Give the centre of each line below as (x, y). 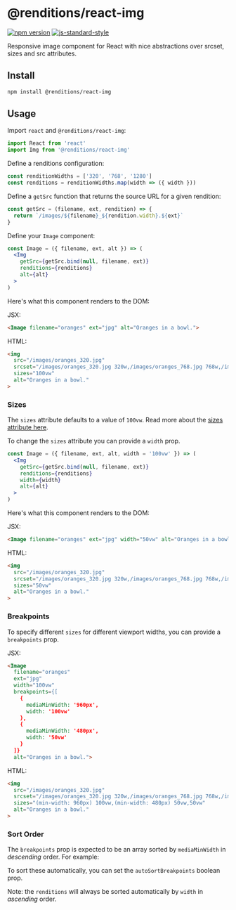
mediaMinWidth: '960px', (62, 705)
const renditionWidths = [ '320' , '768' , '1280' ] (80, 176)
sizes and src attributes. (42, 53)
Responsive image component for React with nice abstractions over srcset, (116, 46)
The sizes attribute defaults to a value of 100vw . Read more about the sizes (115, 420)
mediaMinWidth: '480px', (62, 731)
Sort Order (26, 834)
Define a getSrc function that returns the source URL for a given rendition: (114, 196)
